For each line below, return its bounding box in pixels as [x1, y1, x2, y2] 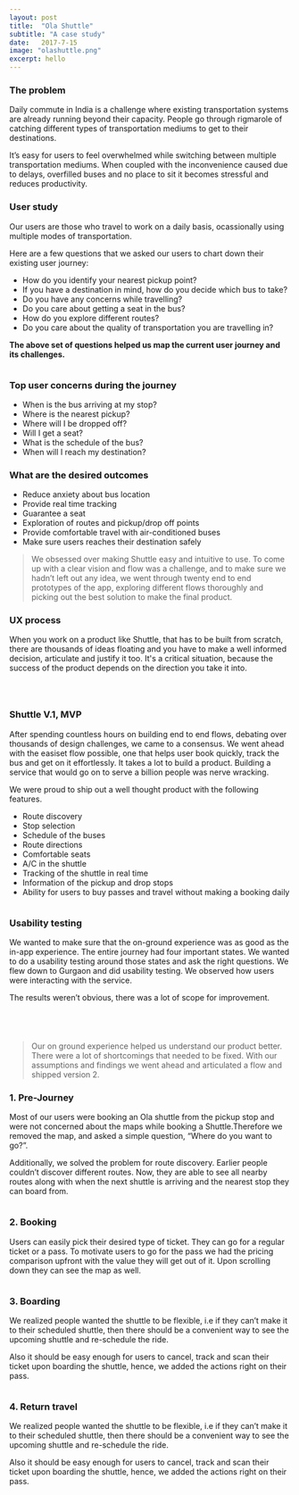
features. [9, 793, 43, 804]
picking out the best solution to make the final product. [30, 592, 233, 602]
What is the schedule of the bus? [21, 436, 144, 447]
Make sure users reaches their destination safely [21, 536, 202, 547]
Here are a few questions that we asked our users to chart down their [9, 247, 265, 259]
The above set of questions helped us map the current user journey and [9, 339, 281, 350]
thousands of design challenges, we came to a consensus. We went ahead [9, 738, 285, 749]
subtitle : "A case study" [9, 29, 105, 38]
